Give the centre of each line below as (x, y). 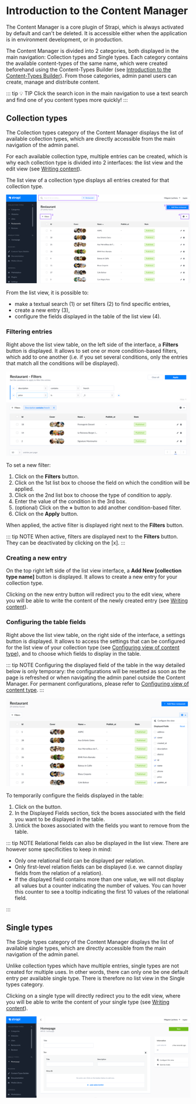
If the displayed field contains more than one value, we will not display (99, 879)
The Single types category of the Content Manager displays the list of (90, 942)
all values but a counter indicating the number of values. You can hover (100, 885)
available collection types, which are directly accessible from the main (91, 138)
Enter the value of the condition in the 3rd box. (71, 502)
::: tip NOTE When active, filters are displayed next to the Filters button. (92, 537)
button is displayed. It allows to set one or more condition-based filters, (92, 350)
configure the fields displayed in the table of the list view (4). (88, 316)
